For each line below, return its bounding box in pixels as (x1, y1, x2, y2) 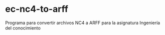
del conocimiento (5, 25, 41, 31)
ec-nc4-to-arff (5, 3, 68, 15)
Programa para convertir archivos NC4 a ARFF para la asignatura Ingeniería (5, 20, 161, 26)
